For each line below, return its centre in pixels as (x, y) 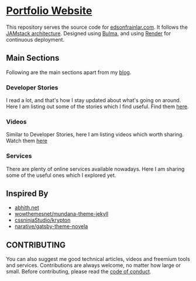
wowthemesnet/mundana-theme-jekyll (61, 214)
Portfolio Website (49, 11)
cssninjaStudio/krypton (42, 220)
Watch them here (27, 141)
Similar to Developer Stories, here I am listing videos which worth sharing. (95, 135)
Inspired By (27, 194)
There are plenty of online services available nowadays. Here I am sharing (95, 169)
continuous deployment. (35, 39)
